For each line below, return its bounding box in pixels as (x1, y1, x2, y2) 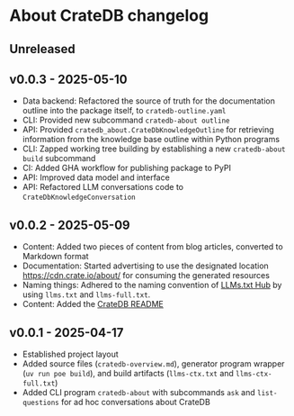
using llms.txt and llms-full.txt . (22, 289, 151, 300)
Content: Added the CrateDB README (22, 299, 164, 310)
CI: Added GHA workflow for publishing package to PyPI (22, 163, 232, 174)
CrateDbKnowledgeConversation (22, 193, 137, 203)
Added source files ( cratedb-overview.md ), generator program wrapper (22, 358, 285, 369)
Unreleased (9, 41, 76, 57)
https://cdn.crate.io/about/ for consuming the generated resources (22, 270, 270, 281)
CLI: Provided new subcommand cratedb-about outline (22, 114, 230, 126)
